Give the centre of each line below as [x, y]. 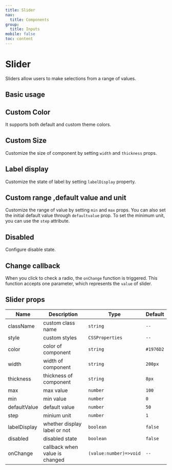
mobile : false [20, 34]
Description [63, 314]
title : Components [30, 20]
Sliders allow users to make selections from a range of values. [71, 78]
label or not [57, 430]
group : [12, 24]
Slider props [25, 300]
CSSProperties [105, 338]
